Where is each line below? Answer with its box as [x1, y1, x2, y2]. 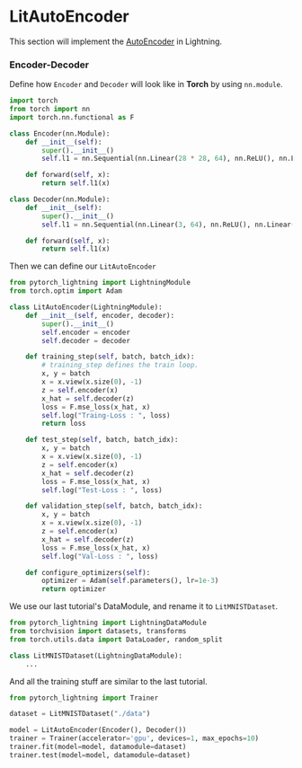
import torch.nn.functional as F [9, 112, 135, 122]
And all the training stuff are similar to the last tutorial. [9, 675, 209, 686]
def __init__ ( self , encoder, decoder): [25, 311, 175, 320]
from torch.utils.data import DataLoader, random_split [9, 635, 223, 644]
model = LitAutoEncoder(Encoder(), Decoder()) [9, 726, 187, 735]
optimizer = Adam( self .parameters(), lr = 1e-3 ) [41, 577, 219, 586]
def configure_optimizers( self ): [25, 568, 151, 577]
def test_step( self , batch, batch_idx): [25, 436, 179, 445]
